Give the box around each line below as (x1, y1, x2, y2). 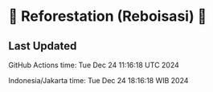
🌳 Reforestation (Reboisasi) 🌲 (8, 7, 207, 26)
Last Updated (8, 39, 77, 53)
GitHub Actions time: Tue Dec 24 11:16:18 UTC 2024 (8, 60, 179, 70)
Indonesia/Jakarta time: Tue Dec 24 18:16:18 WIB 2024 (8, 76, 189, 85)
